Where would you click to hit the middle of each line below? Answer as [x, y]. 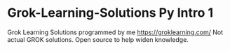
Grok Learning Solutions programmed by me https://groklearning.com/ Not [115, 32]
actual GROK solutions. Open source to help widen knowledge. [98, 39]
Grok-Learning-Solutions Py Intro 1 [110, 13]
